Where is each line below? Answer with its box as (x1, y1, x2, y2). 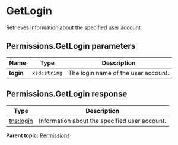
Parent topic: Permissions (6, 132, 70, 139)
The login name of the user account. (68, 68, 169, 77)
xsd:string (31, 70, 63, 76)
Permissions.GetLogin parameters (6, 41, 136, 51)
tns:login (9, 116, 34, 125)
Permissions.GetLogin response (6, 89, 128, 99)
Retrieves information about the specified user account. (6, 24, 142, 31)
